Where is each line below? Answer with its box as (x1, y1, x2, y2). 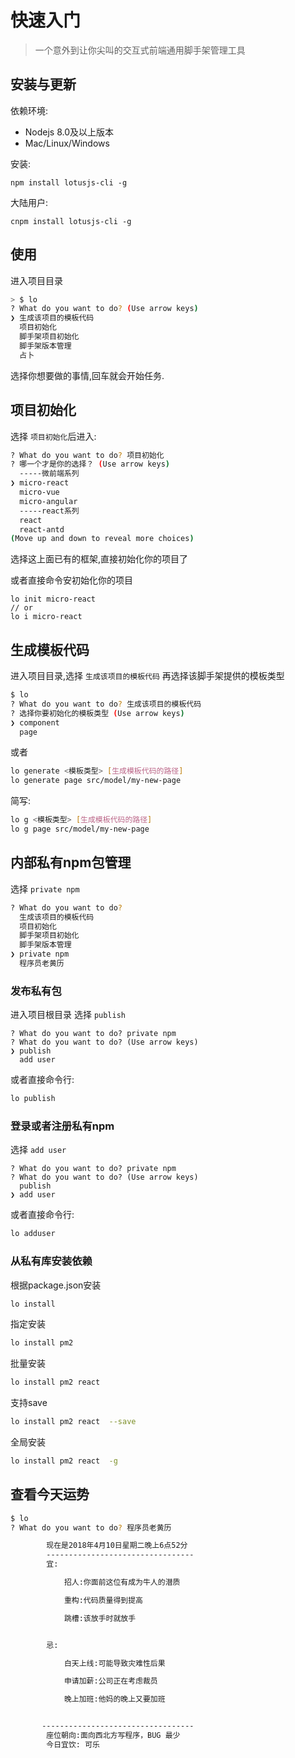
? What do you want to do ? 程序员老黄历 (10, 1522, 172, 1533)
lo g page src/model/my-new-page (10, 824, 150, 835)
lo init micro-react (10, 594, 97, 605)
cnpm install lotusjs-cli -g (10, 216, 132, 226)
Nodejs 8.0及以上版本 (24, 126, 115, 138)
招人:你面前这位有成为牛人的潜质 (63, 1577, 181, 1588)
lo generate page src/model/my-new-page (10, 776, 182, 786)
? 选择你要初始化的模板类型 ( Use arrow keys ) (10, 708, 185, 718)
